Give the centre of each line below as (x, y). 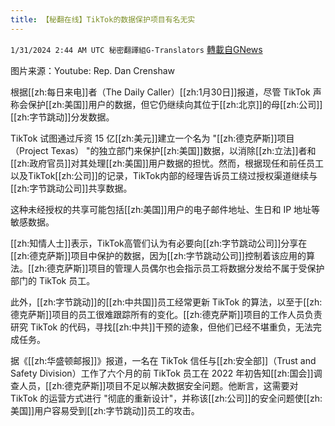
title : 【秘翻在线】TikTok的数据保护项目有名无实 (103, 19)
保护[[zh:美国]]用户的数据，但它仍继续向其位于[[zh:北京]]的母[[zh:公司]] (175, 104)
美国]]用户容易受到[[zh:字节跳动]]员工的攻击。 (105, 410)
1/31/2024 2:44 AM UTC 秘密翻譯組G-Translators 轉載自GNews (136, 49)
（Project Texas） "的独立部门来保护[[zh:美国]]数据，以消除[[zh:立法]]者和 (163, 150)
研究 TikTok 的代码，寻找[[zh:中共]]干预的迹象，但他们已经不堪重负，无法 (161, 327)
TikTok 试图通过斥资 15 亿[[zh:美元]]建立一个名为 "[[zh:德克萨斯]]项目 (152, 138)
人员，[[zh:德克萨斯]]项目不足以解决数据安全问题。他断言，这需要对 (158, 385)
